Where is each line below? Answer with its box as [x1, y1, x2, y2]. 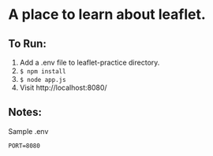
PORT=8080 [8, 142, 41, 150]
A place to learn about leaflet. [8, 6, 207, 24]
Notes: [8, 106, 42, 119]
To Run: [8, 37, 47, 50]
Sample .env [8, 126, 49, 136]
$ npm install [19, 68, 66, 76]
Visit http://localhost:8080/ [19, 83, 108, 92]
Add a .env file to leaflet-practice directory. [19, 58, 160, 67]
